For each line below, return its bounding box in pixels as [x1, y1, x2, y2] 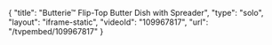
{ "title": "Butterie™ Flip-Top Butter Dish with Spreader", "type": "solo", [8, 8, 264, 18]
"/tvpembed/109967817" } [8, 26, 104, 36]
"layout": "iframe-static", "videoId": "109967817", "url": [8, 17, 209, 27]
